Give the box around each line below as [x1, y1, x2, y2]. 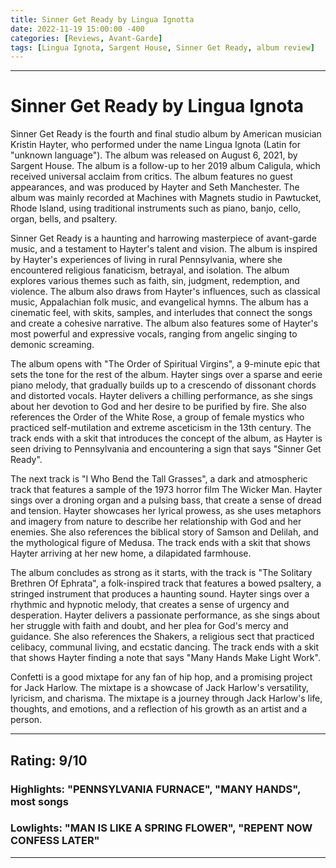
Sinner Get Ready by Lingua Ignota [10, 95, 305, 118]
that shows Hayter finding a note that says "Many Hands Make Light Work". [10, 652, 321, 664]
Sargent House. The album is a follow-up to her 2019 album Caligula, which [10, 160, 321, 172]
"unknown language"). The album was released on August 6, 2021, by [10, 149, 298, 161]
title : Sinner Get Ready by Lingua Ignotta [10, 14, 195, 25]
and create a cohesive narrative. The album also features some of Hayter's [10, 317, 319, 330]
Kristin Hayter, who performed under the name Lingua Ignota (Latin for [10, 139, 301, 151]
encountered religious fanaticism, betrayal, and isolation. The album [10, 264, 290, 276]
